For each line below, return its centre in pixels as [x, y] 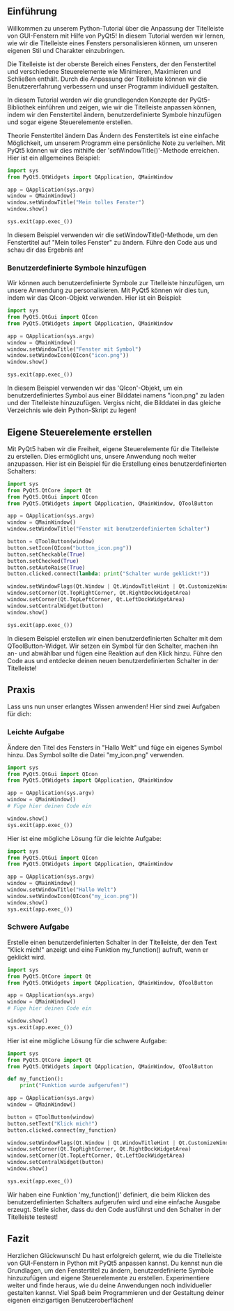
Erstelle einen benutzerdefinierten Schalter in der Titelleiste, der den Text [112, 942]
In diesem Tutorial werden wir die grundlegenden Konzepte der [98, 100]
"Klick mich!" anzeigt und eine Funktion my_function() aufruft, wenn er [108, 949]
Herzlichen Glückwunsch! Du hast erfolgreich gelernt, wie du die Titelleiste [115, 1255]
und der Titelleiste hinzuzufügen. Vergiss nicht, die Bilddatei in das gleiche [114, 403]
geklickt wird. [26, 957]
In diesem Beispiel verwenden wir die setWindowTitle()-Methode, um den [112, 235]
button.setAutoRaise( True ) [46, 568]
